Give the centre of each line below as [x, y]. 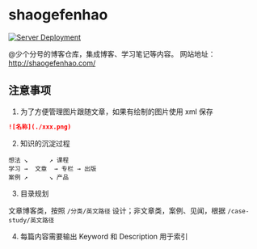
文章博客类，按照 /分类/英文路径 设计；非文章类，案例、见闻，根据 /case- [129, 210]
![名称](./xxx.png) [40, 127]
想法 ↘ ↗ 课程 [39, 160]
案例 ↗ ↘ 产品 [39, 177]
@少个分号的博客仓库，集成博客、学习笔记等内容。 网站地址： [112, 53]
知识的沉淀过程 [45, 143]
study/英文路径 [32, 220]
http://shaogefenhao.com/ [52, 63]
